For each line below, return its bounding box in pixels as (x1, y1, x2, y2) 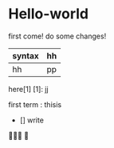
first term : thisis (8, 99, 62, 109)
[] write (19, 115, 44, 125)
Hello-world (8, 5, 89, 23)
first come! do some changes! (8, 31, 107, 41)
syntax (12, 50, 40, 61)
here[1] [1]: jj (8, 84, 49, 94)
